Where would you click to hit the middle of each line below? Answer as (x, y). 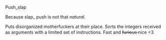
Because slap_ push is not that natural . (46, 17)
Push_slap (16, 7)
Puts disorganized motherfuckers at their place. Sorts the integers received (83, 26)
